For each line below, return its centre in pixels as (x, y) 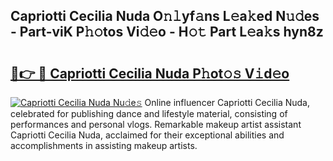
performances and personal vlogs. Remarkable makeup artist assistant (156, 124)
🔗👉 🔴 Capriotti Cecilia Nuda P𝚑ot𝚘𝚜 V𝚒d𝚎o (150, 73)
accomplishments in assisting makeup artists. (104, 145)
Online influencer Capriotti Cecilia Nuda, (227, 102)
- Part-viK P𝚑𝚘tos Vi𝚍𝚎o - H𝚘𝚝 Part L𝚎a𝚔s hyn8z (167, 32)
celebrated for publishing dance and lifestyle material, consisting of (149, 113)
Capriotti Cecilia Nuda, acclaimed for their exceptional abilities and (147, 135)
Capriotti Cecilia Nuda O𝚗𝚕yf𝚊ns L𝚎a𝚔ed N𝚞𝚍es (165, 16)
